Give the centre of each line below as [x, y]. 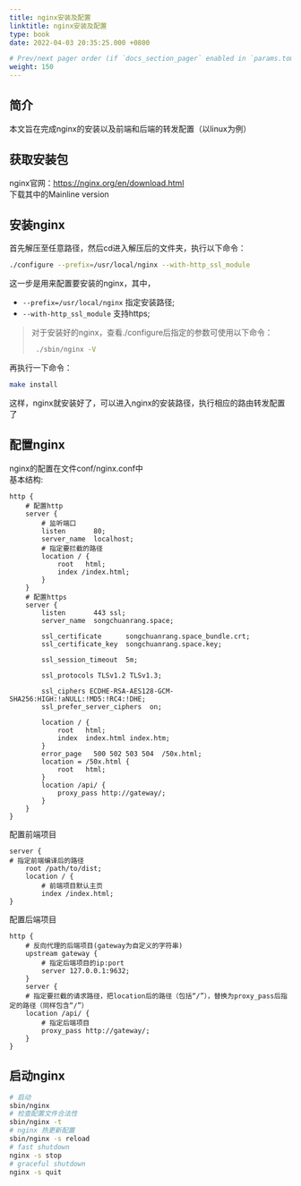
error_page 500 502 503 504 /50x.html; [122, 754]
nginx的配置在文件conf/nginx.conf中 [76, 468]
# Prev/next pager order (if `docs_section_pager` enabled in [128, 59]
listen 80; [73, 531]
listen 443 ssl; [84, 613]
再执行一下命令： [41, 368]
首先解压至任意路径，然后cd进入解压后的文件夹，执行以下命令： [128, 248]
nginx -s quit [36, 1172]
